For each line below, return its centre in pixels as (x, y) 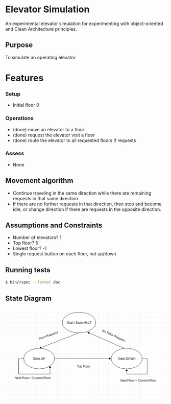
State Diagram (29, 298)
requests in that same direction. (46, 198)
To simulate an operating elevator (40, 57)
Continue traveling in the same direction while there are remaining (82, 193)
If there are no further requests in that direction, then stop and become (87, 204)
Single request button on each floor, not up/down (64, 254)
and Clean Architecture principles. (41, 29)
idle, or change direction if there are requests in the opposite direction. (87, 209)
